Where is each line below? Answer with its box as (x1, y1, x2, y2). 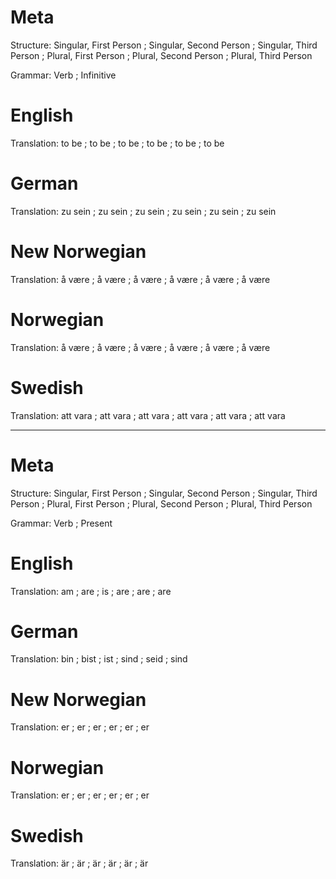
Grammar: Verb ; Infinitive (10, 69, 117, 81)
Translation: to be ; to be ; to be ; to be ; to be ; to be (10, 137, 225, 149)
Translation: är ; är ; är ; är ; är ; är (10, 857, 149, 870)
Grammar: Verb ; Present (10, 517, 113, 529)
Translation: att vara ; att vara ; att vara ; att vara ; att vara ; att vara (10, 409, 286, 421)
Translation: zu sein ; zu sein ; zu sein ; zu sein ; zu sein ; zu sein (10, 205, 277, 217)
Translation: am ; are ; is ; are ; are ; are (10, 585, 172, 597)
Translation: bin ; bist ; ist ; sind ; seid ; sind (10, 653, 188, 665)
